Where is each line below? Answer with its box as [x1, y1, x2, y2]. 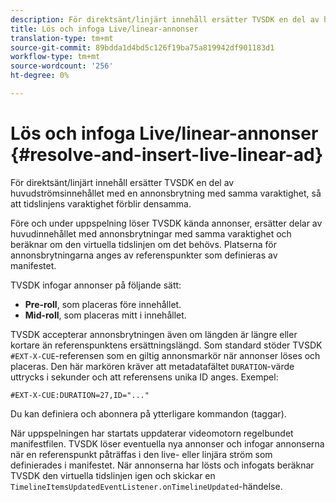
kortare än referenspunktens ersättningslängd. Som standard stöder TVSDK [10, 339, 323, 351]
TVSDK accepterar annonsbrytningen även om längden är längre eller [10, 328, 298, 340]
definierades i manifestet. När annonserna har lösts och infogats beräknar [10, 459, 315, 471]
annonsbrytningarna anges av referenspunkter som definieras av [10, 249, 278, 261]
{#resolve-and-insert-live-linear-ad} [10, 144, 324, 166]
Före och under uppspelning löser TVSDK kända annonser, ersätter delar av [10, 217, 323, 229]
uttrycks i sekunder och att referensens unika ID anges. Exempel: [10, 371, 279, 383]
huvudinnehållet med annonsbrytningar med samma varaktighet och [10, 227, 292, 240]
